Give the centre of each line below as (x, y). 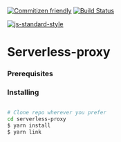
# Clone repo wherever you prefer (57, 113)
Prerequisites (30, 74)
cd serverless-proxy (37, 119)
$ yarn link (24, 132)
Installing (23, 92)
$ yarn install (29, 126)
